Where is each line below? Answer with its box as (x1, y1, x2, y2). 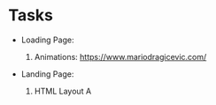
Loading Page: (20, 34, 74, 45)
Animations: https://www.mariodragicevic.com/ (34, 51, 207, 62)
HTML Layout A (34, 86, 92, 96)
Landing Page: (20, 68, 74, 79)
